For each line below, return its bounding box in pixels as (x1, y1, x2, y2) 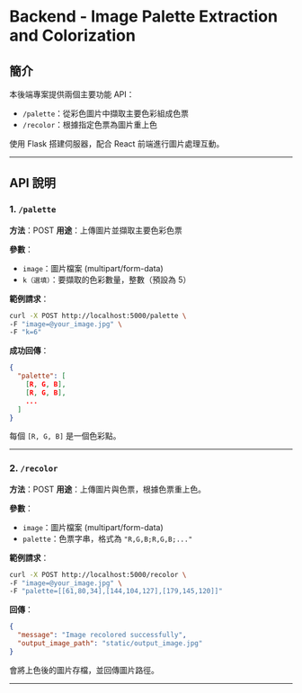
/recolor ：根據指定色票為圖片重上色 (22, 120, 158, 129)
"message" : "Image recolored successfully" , (17, 631, 187, 640)
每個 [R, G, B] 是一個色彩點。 (9, 431, 121, 441)
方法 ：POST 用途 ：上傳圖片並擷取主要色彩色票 (9, 225, 182, 235)
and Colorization (9, 25, 137, 46)
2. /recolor (9, 462, 58, 475)
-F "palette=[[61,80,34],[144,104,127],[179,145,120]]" (9, 587, 223, 596)
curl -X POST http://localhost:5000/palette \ (9, 311, 187, 320)
